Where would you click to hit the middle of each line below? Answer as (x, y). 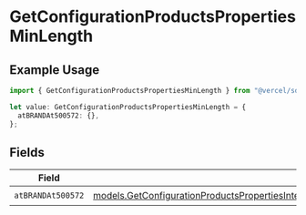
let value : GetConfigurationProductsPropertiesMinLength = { (128, 107)
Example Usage (55, 70)
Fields (27, 152)
